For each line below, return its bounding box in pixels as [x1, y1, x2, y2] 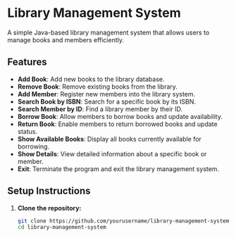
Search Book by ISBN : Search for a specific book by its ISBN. [17, 97, 196, 106]
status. [17, 127, 37, 135]
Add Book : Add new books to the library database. [17, 75, 165, 83]
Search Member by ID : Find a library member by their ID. [17, 104, 183, 113]
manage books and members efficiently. [7, 35, 125, 44]
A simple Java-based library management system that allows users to [7, 28, 210, 37]
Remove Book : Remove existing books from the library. [17, 82, 178, 91]
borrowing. [17, 142, 50, 151]
